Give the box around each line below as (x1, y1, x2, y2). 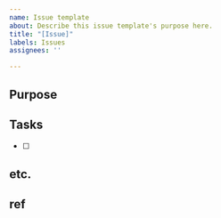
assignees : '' (9, 46, 62, 55)
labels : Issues (9, 37, 66, 47)
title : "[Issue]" (9, 29, 74, 38)
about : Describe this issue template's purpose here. (9, 21, 214, 30)
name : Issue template (9, 12, 90, 22)
